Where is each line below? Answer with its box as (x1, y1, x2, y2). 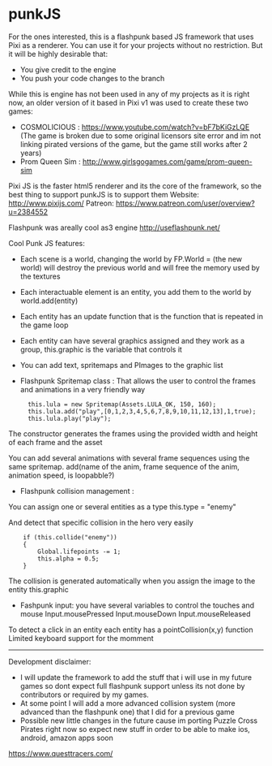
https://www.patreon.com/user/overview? (116, 198, 255, 208)
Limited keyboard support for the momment (8, 633, 154, 643)
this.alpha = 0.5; (37, 554, 100, 563)
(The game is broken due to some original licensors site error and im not (19, 131, 261, 141)
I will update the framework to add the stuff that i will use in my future (19, 672, 253, 682)
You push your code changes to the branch (19, 73, 165, 83)
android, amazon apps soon (19, 733, 113, 742)
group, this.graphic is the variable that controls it (19, 344, 182, 354)
